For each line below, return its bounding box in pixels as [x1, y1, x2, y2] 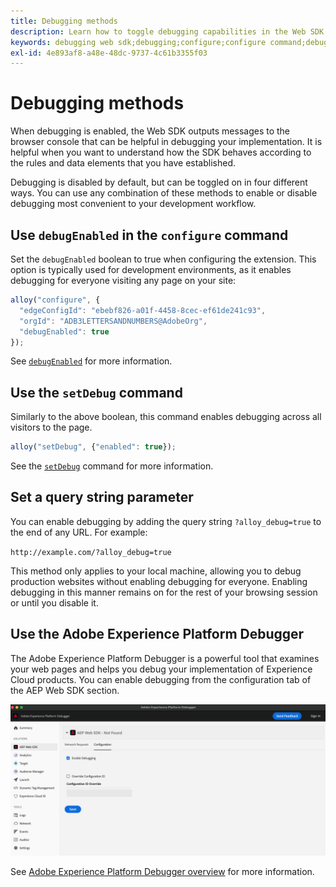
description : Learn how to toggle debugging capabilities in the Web [10, 26, 307, 37]
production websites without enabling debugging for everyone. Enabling [10, 575, 308, 587]
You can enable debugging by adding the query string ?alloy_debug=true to [10, 515, 322, 527]
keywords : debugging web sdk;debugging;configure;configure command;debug [10, 37, 329, 47]
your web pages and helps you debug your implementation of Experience [10, 663, 313, 675]
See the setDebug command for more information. [10, 460, 214, 472]
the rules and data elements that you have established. [10, 157, 237, 169]
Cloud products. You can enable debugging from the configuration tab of [10, 673, 312, 685]
